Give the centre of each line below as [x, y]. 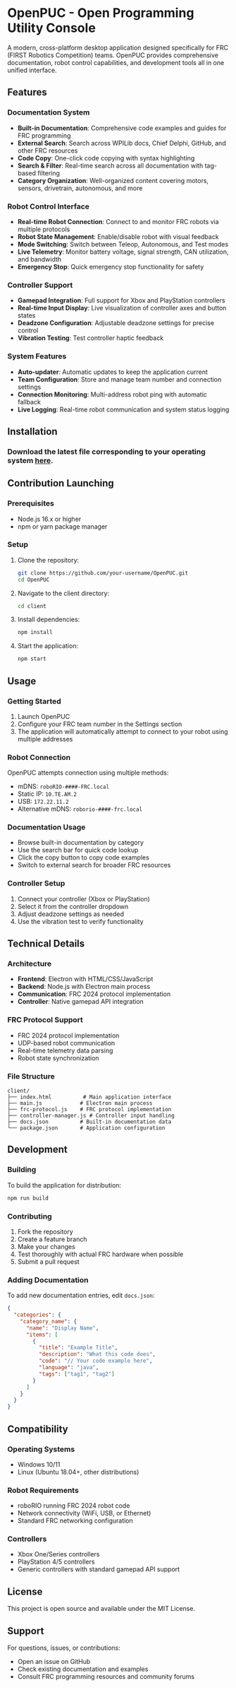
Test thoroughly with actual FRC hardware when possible [100, 1254]
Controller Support [40, 285]
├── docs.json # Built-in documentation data [89, 1122]
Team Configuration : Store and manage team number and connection [119, 379]
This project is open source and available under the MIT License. [101, 1609]
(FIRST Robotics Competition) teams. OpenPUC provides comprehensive [113, 55]
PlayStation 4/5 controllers [56, 1562]
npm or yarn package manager [62, 526]
